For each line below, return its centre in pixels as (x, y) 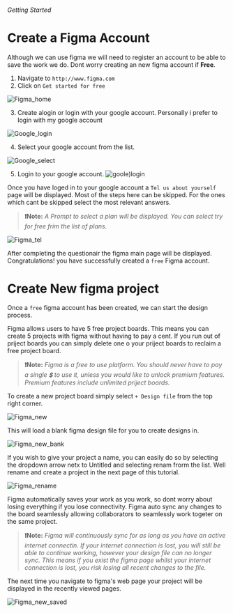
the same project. (32, 522)
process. (20, 315)
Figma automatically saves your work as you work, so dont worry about (110, 499)
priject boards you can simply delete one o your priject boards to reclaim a (114, 343)
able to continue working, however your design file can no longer (118, 553)
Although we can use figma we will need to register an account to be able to (116, 57)
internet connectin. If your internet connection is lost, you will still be (122, 545)
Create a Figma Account (78, 38)
